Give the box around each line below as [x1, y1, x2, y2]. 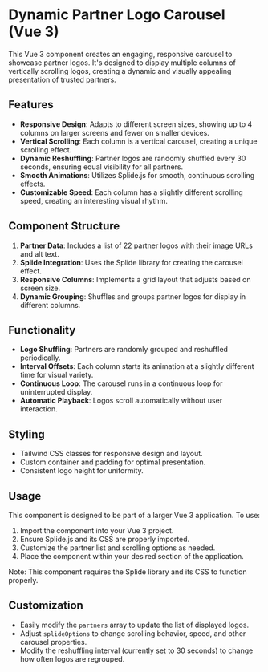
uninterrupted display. [19, 387, 93, 397]
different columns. [19, 300, 81, 310]
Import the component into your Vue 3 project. [19, 526, 174, 535]
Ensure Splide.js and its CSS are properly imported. [19, 535, 190, 544]
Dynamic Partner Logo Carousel [8, 6, 226, 24]
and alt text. [19, 249, 60, 258]
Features [8, 98, 54, 111]
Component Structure [8, 219, 120, 233]
